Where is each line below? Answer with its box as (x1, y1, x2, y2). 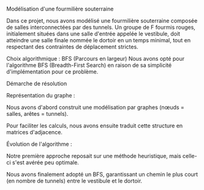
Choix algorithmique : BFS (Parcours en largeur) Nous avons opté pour (6, 55, 185, 62)
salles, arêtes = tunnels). (6, 110, 69, 117)
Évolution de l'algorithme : (6, 140, 72, 148)
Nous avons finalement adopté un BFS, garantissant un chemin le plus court (6, 171, 198, 178)
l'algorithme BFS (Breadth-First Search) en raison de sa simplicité (6, 61, 172, 69)
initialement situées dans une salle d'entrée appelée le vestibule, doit (6, 30, 181, 37)
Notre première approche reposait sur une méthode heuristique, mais (6, 153, 182, 159)
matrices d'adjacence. (6, 129, 63, 135)
